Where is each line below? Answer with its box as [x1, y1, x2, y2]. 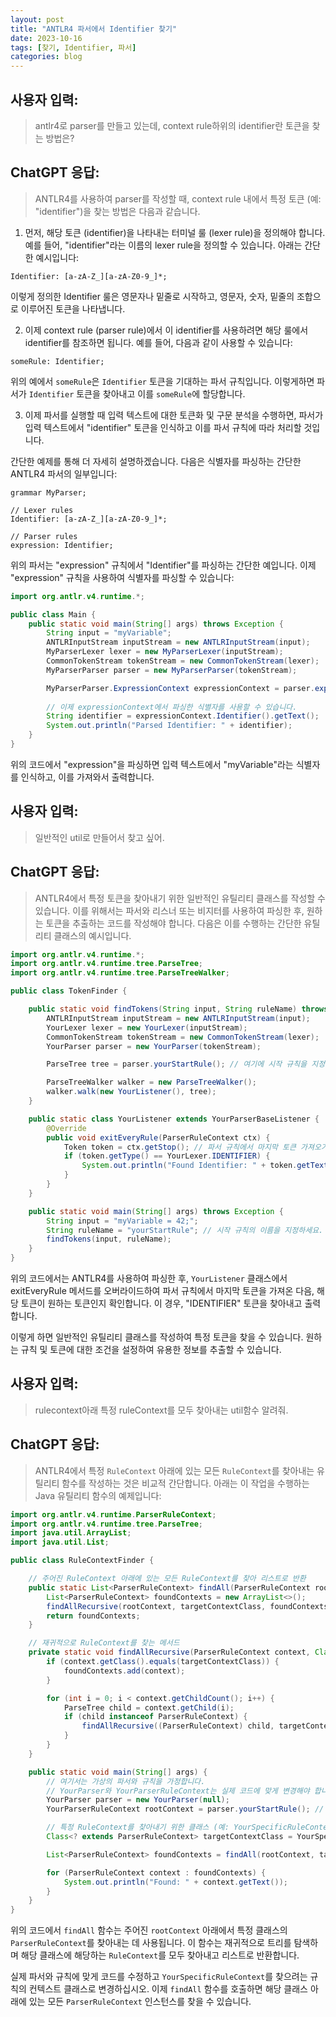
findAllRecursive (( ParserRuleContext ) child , [81, 1721, 275, 1731]
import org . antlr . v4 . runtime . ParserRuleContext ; [10, 1509, 217, 1520]
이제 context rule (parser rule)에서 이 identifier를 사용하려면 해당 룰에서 [24, 324, 309, 336]
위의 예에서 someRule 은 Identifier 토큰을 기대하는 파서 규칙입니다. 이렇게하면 [10, 375, 315, 387]
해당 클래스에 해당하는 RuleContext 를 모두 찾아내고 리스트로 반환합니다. [20, 1949, 300, 1961]
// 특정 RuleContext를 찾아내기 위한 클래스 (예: [46, 1822, 230, 1833]
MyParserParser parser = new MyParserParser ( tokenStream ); [46, 665, 298, 675]
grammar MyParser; [10, 487, 87, 498]
